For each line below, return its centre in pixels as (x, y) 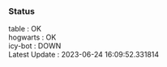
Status (21, 11)
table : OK (25, 29)
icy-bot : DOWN (35, 46)
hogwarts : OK (32, 37)
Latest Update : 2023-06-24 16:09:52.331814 (84, 55)
